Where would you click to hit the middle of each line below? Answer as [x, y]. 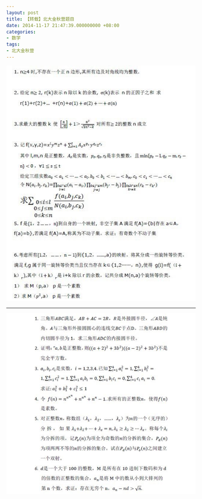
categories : [21, 32]
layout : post [23, 13]
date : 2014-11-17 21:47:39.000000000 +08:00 [63, 25]
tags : [13, 44]
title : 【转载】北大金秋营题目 [40, 19]
